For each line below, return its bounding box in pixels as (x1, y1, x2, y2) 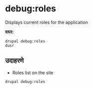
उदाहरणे (5, 56, 24, 65)
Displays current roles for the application (5, 19, 88, 25)
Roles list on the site (12, 70, 53, 76)
